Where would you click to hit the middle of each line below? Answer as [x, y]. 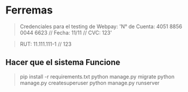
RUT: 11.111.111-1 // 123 [45, 44]
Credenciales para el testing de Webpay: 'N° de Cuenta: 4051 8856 [101, 26]
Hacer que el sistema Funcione [63, 62]
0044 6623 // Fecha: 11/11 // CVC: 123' [66, 32]
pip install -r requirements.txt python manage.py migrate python [97, 76]
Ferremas [29, 10]
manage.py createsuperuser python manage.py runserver [90, 83]
